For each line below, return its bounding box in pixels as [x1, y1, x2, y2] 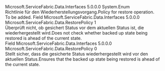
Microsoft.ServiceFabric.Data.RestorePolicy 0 [5, 46, 97, 51]
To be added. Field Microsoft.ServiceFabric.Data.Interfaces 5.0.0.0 [5, 14, 140, 20]
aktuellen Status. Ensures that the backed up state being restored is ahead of [5, 56, 160, 62]
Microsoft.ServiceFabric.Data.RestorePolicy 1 [5, 20, 96, 25]
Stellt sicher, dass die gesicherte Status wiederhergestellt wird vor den [5, 51, 148, 57]
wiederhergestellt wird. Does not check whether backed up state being [5, 30, 148, 35]
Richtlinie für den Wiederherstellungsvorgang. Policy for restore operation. [5, 9, 155, 15]
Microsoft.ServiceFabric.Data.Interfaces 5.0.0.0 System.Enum [5, 4, 130, 9]
